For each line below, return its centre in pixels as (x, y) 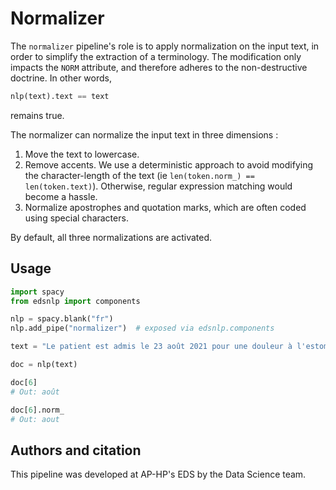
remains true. (37, 115)
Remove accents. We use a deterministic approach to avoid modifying (169, 164)
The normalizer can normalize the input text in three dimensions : (144, 134)
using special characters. (76, 218)
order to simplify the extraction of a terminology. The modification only (156, 56)
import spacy (37, 292)
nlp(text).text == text (60, 96)
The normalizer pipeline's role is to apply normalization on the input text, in (165, 46)
